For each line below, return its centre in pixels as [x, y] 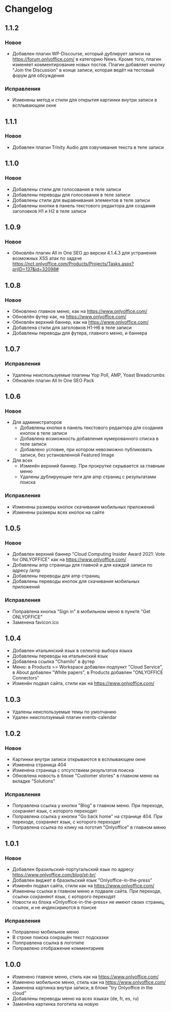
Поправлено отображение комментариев [58, 948]
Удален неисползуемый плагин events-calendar [65, 717]
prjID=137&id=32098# [36, 269]
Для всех [22, 460]
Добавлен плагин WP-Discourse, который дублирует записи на [81, 53]
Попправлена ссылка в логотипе [48, 943]
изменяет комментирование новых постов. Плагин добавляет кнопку [89, 64]
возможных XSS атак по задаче [47, 258]
